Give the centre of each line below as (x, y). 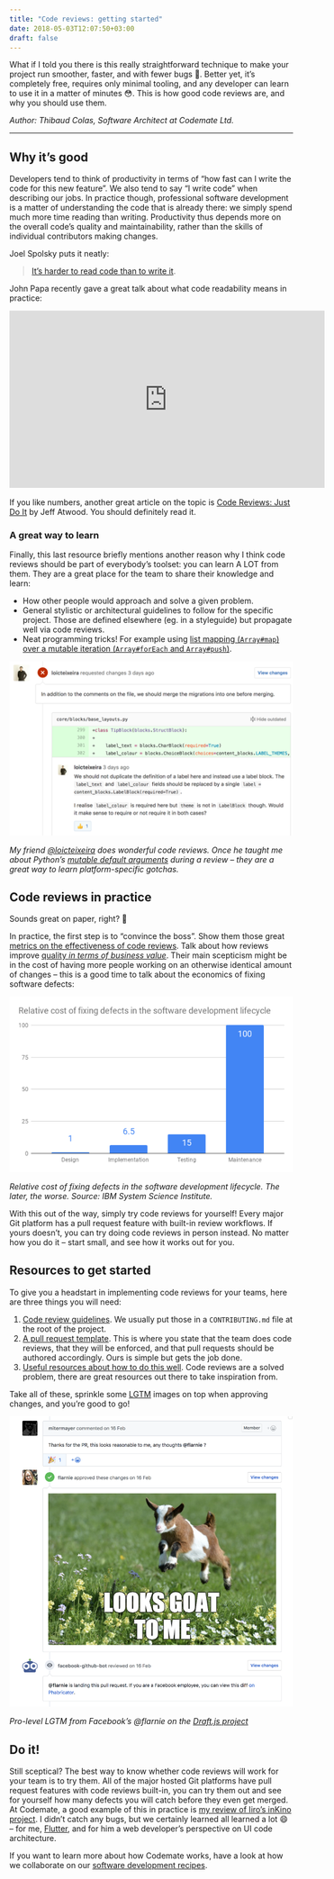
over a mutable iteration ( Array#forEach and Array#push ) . (127, 649)
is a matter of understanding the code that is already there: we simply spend (151, 208)
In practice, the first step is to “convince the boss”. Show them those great (147, 936)
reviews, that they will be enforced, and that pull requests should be (148, 1348)
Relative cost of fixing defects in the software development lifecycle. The (145, 1187)
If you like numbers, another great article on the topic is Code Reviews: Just (150, 502)
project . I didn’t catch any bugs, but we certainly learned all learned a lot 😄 (149, 1820)
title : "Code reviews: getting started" (86, 19)
